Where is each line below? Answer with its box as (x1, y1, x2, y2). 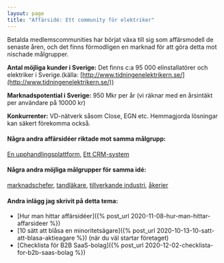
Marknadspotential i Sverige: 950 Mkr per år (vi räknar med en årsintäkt (7, 91, 213, 100)
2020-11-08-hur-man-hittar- (130, 212, 211, 220)
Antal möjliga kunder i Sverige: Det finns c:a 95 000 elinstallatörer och (7, 63, 208, 71)
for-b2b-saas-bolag (16, 249, 73, 257)
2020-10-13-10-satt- (156, 227, 214, 235)
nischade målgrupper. (7, 49, 69, 58)
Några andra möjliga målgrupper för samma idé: (7, 165, 147, 174)
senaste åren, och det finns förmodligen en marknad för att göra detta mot (7, 43, 217, 51)
